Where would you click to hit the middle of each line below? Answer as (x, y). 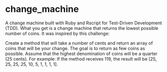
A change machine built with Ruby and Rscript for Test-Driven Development (84, 23)
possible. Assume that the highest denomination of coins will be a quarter (81, 54)
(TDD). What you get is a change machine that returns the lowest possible (82, 28)
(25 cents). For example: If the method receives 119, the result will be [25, (81, 59)
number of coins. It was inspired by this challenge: (57, 33)
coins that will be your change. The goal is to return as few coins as (75, 48)
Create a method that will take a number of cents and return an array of (79, 43)
